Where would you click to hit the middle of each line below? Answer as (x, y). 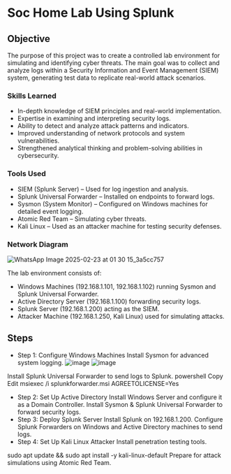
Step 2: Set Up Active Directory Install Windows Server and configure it (120, 397)
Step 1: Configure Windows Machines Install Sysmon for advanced (113, 355)
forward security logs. (49, 412)
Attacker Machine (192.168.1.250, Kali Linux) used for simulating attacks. (121, 316)
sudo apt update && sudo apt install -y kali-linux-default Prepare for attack (114, 455)
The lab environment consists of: (54, 273)
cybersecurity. (38, 156)
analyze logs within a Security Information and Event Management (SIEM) (113, 70)
